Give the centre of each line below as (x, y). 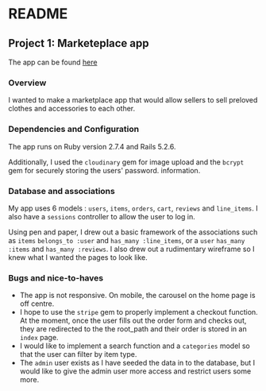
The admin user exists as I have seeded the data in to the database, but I (137, 363)
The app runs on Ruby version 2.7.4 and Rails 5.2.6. (92, 146)
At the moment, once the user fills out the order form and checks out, (133, 321)
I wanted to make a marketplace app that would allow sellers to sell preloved (133, 100)
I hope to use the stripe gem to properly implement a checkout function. (139, 312)
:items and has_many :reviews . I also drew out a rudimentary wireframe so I (132, 249)
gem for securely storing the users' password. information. (104, 170)
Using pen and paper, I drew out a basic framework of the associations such (133, 232)
